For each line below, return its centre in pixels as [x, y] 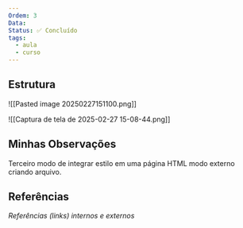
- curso [28, 52]
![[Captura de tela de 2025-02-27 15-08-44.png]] [89, 119]
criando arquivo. [35, 172]
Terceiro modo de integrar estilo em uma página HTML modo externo [122, 163]
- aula [26, 45]
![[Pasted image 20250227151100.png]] [73, 103]
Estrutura [32, 85]
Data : [17, 23]
